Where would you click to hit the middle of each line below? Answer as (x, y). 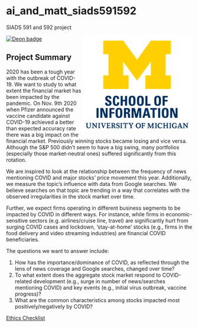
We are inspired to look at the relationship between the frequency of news (96, 171)
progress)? (28, 294)
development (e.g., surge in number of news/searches (99, 281)
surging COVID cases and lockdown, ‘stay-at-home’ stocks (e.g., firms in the (99, 227)
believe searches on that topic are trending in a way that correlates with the (98, 190)
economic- (179, 214)
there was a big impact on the (42, 134)
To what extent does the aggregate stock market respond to (88, 275)
